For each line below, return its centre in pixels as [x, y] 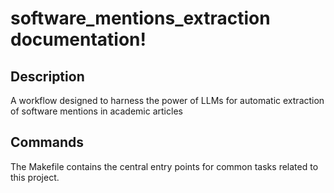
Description [47, 76]
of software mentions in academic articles [96, 111]
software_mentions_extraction [140, 18]
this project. [35, 177]
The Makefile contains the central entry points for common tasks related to [164, 166]
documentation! [78, 39]
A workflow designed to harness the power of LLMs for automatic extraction [167, 100]
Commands [47, 142]
